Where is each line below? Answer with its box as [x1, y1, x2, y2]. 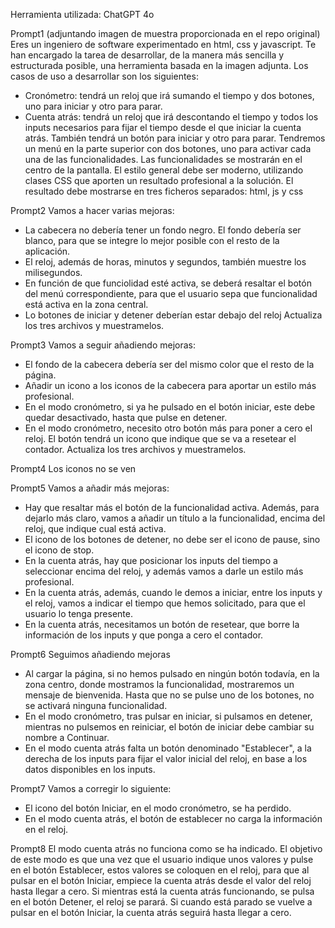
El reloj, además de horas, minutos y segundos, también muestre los [24, 256, 307, 268]
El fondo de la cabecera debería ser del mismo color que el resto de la [24, 359, 315, 370]
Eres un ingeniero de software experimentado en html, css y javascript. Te [10, 39, 317, 50]
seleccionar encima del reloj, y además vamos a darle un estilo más [24, 565, 304, 577]
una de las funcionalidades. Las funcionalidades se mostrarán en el [24, 154, 303, 165]
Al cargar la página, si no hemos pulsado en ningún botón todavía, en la [24, 668, 320, 679]
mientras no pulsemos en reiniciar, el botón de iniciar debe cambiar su [24, 721, 315, 733]
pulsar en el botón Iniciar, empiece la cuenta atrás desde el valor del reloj [10, 875, 312, 886]
